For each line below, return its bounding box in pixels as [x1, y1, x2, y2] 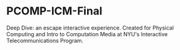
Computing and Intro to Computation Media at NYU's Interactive [6, 30, 168, 37]
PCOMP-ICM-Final [6, 4, 103, 18]
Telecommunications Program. [6, 37, 84, 44]
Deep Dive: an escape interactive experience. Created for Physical [6, 24, 174, 31]
